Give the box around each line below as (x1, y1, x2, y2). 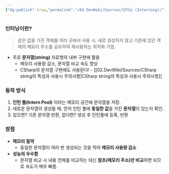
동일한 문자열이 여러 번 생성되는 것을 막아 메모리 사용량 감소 (20, 144, 137, 150)
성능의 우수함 (12, 150, 39, 156)
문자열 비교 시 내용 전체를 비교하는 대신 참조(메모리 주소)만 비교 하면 (20, 157, 152, 163)
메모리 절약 (12, 138, 34, 144)
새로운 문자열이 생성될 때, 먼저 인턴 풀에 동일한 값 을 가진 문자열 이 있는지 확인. (12, 106, 164, 112)
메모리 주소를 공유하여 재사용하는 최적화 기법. (27, 43, 116, 49)
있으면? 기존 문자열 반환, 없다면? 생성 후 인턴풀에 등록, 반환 (12, 112, 128, 118)
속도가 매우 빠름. (25, 163, 58, 169)
